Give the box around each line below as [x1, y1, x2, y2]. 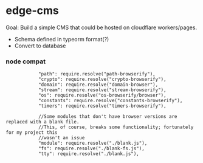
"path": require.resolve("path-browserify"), [38, 71, 156, 77]
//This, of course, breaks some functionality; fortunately [38, 124, 194, 131]
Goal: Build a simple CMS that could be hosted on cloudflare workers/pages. [5, 24, 198, 31]
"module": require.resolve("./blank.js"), [38, 140, 148, 147]
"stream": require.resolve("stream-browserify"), [38, 87, 167, 93]
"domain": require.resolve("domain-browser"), [38, 81, 159, 88]
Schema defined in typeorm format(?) [14, 35, 109, 43]
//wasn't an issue [38, 135, 85, 141]
